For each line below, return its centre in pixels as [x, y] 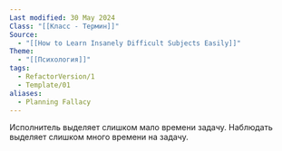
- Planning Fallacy [54, 102]
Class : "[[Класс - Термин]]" [64, 26]
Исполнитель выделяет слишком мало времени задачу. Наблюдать [141, 127]
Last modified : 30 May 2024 [63, 18]
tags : [19, 69]
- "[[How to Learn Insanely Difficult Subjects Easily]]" [130, 43]
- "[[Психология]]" [54, 60]
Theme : [22, 52]
